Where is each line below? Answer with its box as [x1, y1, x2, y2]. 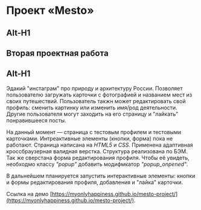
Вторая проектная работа [6, 48, 109, 58]
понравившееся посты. [6, 116, 66, 124]
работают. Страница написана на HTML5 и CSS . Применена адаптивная [6, 141, 193, 148]
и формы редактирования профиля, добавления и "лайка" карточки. [6, 179, 183, 186]
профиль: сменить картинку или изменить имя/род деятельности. [6, 104, 177, 111]
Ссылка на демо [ [6, 190, 53, 197]
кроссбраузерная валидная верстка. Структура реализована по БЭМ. [6, 147, 188, 154]
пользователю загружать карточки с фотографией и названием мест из [6, 91, 193, 98]
